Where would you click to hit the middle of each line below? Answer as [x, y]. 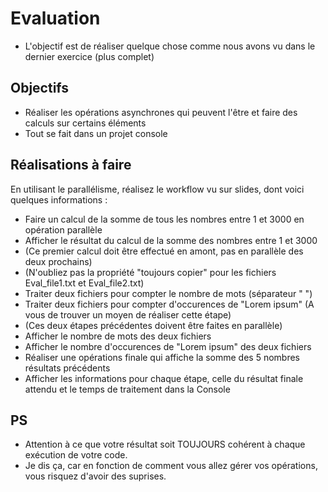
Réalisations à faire [71, 165]
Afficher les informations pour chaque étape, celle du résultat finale [164, 378]
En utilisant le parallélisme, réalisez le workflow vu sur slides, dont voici [157, 189]
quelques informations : [59, 199]
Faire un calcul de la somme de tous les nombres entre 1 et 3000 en [164, 219]
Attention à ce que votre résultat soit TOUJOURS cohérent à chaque [165, 444]
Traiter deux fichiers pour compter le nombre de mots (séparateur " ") [168, 293]
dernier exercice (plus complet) [89, 56]
